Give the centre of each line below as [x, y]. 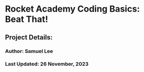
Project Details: [29, 37]
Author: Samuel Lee [29, 51]
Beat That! [27, 19]
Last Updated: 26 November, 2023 [47, 64]
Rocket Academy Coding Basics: [72, 9]
